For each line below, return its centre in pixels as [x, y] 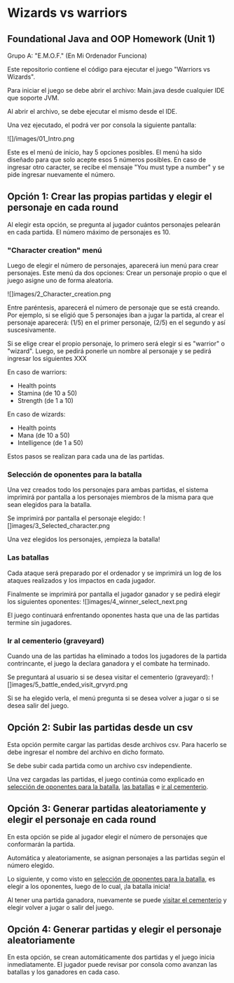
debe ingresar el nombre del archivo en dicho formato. [86, 752]
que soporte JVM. [33, 98]
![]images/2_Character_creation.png [59, 294]
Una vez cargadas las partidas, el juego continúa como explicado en [106, 779]
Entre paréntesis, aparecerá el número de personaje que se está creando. [113, 308]
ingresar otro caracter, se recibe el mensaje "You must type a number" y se [116, 167]
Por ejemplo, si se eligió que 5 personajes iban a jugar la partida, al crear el [116, 315]
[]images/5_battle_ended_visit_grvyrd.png [68, 685]
